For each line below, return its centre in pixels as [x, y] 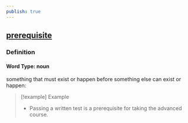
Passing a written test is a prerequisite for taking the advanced [106, 108]
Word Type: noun [28, 66]
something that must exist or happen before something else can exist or [94, 79]
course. [39, 115]
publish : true [24, 11]
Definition [21, 52]
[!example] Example [45, 97]
